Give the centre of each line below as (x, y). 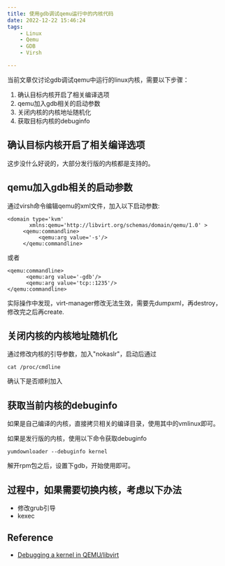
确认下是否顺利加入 (35, 381)
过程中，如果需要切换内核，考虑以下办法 (94, 490)
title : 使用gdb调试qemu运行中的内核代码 (60, 14)
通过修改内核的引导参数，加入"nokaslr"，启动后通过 (82, 354)
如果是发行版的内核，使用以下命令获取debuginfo (77, 439)
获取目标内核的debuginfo (53, 120)
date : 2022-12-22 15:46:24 (46, 20)
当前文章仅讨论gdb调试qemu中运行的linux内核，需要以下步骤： (98, 80)
